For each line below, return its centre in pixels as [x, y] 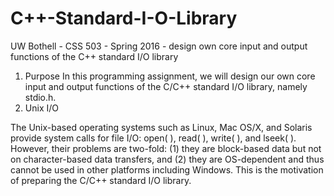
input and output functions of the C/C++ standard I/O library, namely [166, 86]
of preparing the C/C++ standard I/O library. [101, 180]
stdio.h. [40, 97]
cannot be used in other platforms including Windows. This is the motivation [167, 169]
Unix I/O [41, 108]
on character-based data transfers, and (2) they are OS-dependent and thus [167, 159]
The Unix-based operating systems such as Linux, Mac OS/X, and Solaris [161, 127]
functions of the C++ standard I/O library [94, 56]
